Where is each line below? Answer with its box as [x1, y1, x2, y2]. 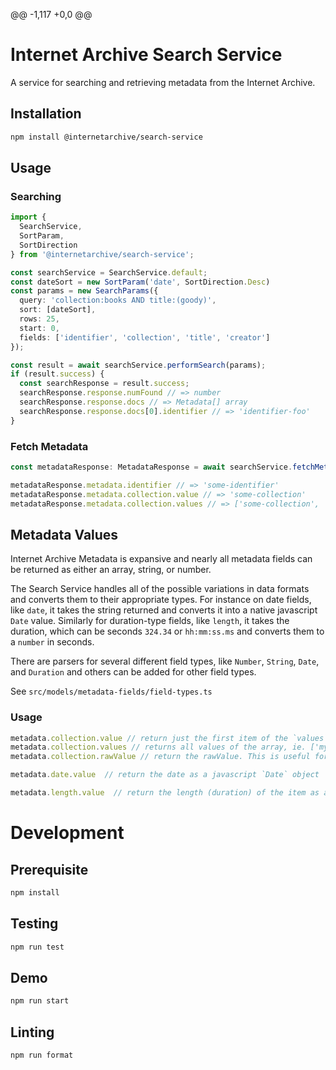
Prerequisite [10, 861, 89, 878]
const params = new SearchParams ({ [10, 286, 159, 296]
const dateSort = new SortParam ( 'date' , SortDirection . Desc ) [10, 277, 271, 287]
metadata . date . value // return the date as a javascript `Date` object [10, 770, 320, 780]
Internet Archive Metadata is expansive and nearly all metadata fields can [10, 553, 313, 565]
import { [10, 212, 47, 223]
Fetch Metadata [10, 439, 89, 453]
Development [10, 822, 125, 844]
